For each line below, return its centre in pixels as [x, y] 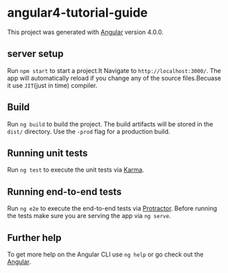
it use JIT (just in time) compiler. [52, 85]
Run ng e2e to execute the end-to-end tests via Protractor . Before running [112, 208]
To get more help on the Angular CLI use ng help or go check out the [105, 254]
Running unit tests [47, 153]
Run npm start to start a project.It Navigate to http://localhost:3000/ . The [114, 70]
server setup [35, 54]
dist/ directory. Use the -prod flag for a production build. [89, 131]
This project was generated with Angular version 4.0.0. [86, 32]
